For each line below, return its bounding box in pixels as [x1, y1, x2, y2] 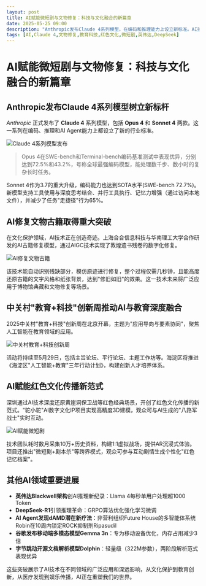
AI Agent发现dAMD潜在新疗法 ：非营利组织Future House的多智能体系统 [15, 514, 196, 522]
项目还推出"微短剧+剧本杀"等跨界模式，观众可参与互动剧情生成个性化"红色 [6, 447, 195, 455]
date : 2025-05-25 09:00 [6, 20, 67, 26]
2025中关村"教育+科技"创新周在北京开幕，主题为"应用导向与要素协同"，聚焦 [6, 320, 200, 327]
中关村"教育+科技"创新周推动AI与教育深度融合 [6, 303, 182, 313]
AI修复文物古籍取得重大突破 [6, 216, 112, 227]
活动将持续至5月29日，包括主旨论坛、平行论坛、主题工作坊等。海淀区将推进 [6, 353, 199, 361]
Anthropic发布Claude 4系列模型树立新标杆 [6, 102, 170, 112]
